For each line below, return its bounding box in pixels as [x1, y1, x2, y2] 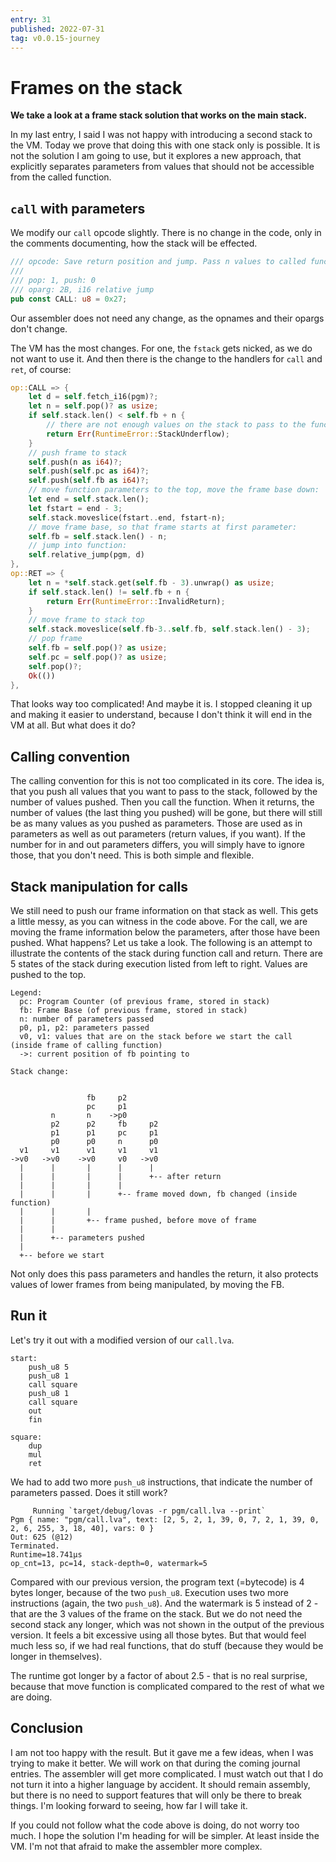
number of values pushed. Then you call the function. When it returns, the [10, 796, 315, 808]
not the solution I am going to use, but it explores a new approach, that [10, 150, 302, 162]
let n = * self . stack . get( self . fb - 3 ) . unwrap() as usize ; [28, 577, 275, 588]
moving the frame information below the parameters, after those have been [10, 926, 320, 938]
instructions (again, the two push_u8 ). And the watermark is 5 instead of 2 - [10, 1597, 319, 1609]
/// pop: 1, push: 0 [10, 275, 97, 285]
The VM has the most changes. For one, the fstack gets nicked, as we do [10, 342, 313, 354]
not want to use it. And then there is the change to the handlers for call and [10, 352, 323, 365]
